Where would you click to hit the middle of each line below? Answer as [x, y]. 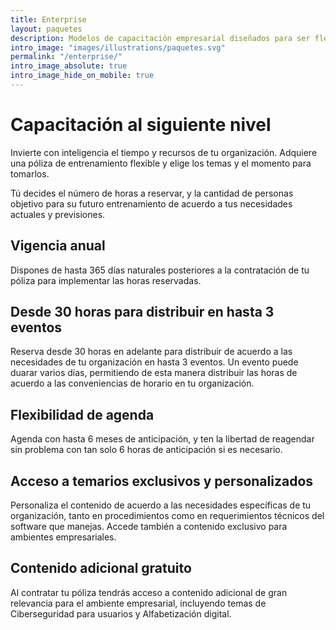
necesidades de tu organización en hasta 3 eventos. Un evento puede [154, 362]
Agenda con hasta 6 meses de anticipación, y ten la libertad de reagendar [162, 439]
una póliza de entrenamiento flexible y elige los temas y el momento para [161, 163]
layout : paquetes [46, 29]
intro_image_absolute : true [69, 66]
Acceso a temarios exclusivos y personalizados [162, 481]
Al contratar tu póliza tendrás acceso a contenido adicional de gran [149, 592]
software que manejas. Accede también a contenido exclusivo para [149, 527]
